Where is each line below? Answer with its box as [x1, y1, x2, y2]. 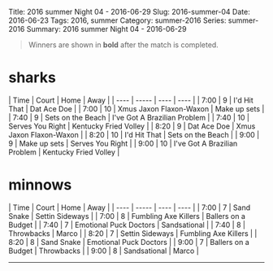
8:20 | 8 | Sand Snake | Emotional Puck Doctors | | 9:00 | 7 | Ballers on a [8, 237, 249, 247]
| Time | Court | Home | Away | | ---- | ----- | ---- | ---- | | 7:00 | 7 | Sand [8, 203, 251, 212]
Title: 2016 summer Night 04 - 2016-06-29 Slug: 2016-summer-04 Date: [8, 7, 250, 16]
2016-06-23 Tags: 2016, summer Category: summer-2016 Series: [8, 15, 227, 25]
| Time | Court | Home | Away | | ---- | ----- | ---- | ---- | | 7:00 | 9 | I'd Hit [8, 95, 253, 105]
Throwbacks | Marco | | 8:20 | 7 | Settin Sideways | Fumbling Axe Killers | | [8, 228, 258, 238]
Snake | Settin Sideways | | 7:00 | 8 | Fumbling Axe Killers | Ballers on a [8, 211, 246, 221]
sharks [8, 68, 57, 87]
